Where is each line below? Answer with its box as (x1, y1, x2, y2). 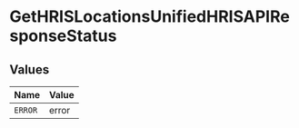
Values (9, 62, 50, 77)
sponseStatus (9, 25, 117, 46)
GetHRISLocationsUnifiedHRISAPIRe (9, 6, 291, 27)
